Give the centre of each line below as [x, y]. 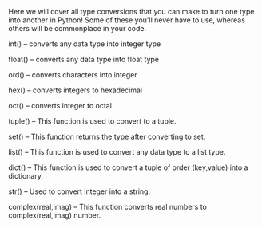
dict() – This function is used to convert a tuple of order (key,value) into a [128, 167]
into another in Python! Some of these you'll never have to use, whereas [127, 20]
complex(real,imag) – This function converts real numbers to [108, 207]
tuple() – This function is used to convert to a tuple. [93, 121]
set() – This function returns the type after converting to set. [107, 136]
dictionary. [26, 176]
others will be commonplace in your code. [77, 28]
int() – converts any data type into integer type [85, 44]
